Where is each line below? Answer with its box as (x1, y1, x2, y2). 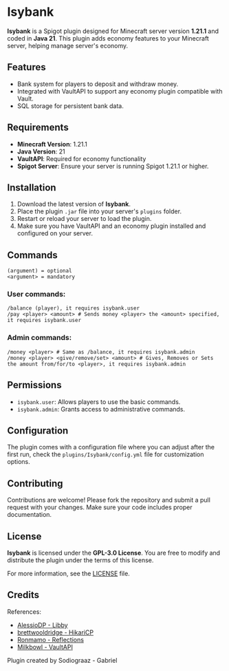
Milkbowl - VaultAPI (17, 643, 74, 651)
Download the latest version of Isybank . (17, 200, 131, 209)
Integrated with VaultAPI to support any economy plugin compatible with (17, 87, 223, 95)
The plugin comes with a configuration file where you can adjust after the (7, 443, 215, 451)
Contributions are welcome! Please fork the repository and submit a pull (7, 496, 211, 504)
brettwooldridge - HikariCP (17, 628, 94, 637)
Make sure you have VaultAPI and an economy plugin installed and (17, 222, 206, 231)
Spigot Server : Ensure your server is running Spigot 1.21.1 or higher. (17, 162, 209, 170)
